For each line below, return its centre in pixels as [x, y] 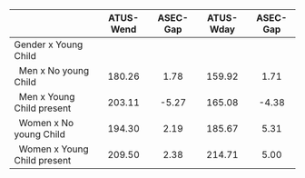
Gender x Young [49, 44]
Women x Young [54, 149]
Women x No [46, 123]
